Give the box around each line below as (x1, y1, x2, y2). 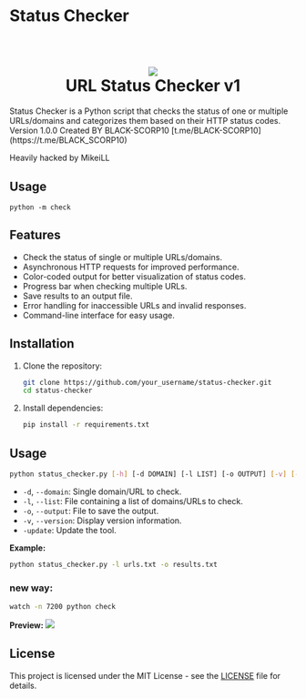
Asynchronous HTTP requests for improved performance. (22, 261, 240, 272)
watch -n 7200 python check (9, 602, 117, 612)
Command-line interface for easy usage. (22, 309, 175, 320)
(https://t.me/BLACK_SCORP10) (9, 135, 127, 146)
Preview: (9, 620, 44, 631)
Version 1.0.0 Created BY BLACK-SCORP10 (9, 125, 170, 137)
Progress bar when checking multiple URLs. (22, 280, 188, 291)
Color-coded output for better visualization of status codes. (22, 270, 247, 282)
